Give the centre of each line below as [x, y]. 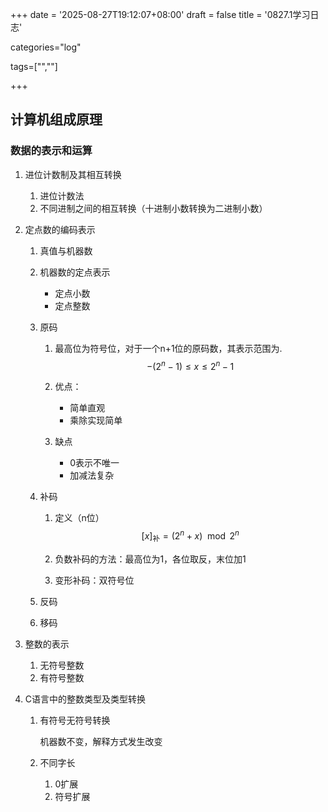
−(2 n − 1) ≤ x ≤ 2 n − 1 [190, 365]
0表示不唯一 [94, 463]
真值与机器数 [66, 250]
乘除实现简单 [96, 420]
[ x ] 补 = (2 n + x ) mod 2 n [190, 536]
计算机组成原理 [56, 119]
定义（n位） [79, 518]
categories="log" [46, 47]
